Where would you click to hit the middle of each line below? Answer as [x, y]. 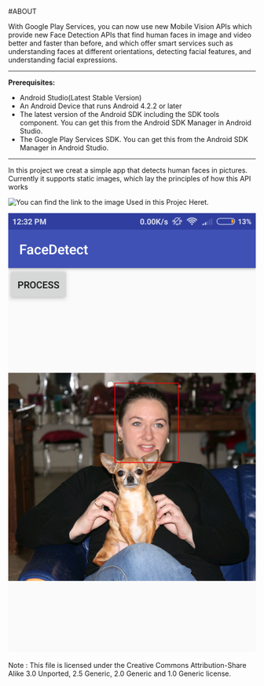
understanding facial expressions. [63, 60]
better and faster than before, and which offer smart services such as [121, 43]
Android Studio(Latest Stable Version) [81, 98]
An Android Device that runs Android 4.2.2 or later [101, 106]
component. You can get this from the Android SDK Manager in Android [135, 122]
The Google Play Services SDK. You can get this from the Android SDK [134, 139]
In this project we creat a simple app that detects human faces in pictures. [128, 170]
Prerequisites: [32, 82]
